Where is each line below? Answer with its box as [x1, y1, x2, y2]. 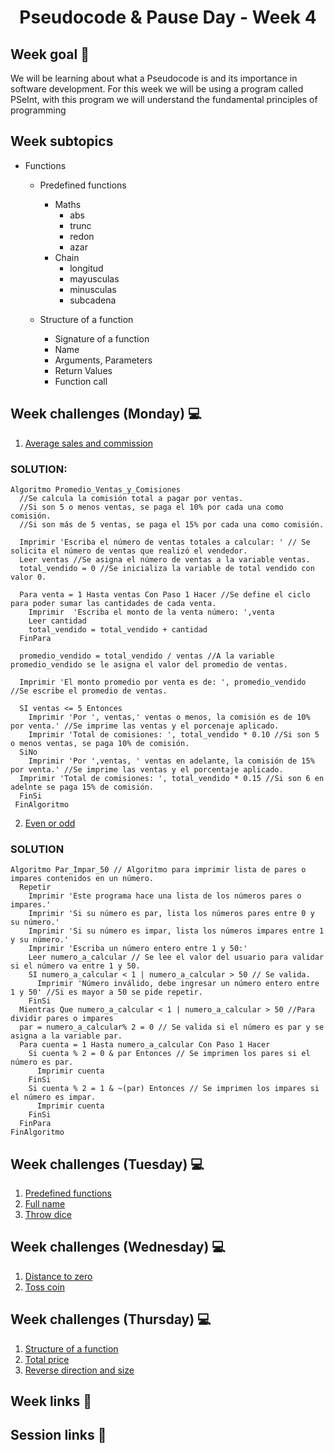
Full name [24, 1198, 66, 1210]
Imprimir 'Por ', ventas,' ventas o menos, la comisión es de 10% [28, 712, 311, 722]
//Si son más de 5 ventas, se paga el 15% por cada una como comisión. [19, 519, 325, 530]
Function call [54, 375, 108, 387]
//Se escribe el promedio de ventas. [10, 686, 168, 696]
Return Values [54, 364, 113, 376]
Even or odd [24, 817, 76, 829]
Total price [24, 1353, 70, 1365]
